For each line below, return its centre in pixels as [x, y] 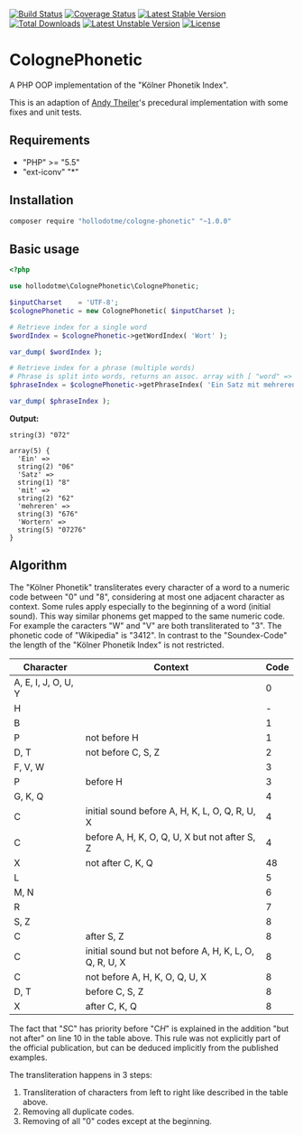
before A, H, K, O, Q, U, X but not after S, [170, 837]
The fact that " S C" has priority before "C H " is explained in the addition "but [149, 1028]
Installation [41, 200]
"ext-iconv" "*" [50, 172]
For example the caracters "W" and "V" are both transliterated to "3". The [146, 625]
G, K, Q [29, 796]
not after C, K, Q [119, 862]
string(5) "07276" [52, 530]
